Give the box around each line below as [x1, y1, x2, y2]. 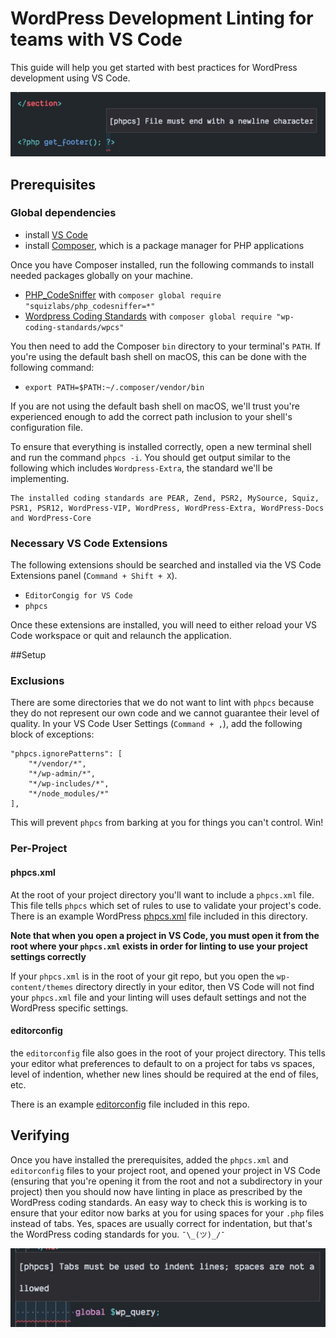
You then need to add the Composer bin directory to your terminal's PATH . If [10, 340, 321, 352]
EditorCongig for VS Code [24, 591, 133, 601]
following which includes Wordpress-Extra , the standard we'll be [10, 462, 273, 474]
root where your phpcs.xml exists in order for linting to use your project [10, 940, 308, 952]
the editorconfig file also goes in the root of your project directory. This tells [10, 1047, 326, 1059]
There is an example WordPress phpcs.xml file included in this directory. [10, 910, 308, 922]
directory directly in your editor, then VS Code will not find [75, 980, 315, 992]
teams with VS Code [10, 28, 183, 51]
